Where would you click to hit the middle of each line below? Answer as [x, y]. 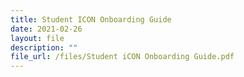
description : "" [44, 47]
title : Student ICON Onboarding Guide [91, 19]
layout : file [37, 38]
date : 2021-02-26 [46, 29]
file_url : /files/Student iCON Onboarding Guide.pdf [122, 57]
